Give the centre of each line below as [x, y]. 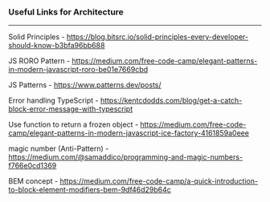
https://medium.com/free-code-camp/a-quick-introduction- [159, 181]
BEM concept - [33, 181]
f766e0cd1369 [33, 166]
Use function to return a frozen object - [74, 125]
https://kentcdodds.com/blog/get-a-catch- [171, 101]
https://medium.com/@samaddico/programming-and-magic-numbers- [126, 157]
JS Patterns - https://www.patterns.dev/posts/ [85, 85]
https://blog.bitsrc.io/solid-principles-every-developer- [157, 37]
